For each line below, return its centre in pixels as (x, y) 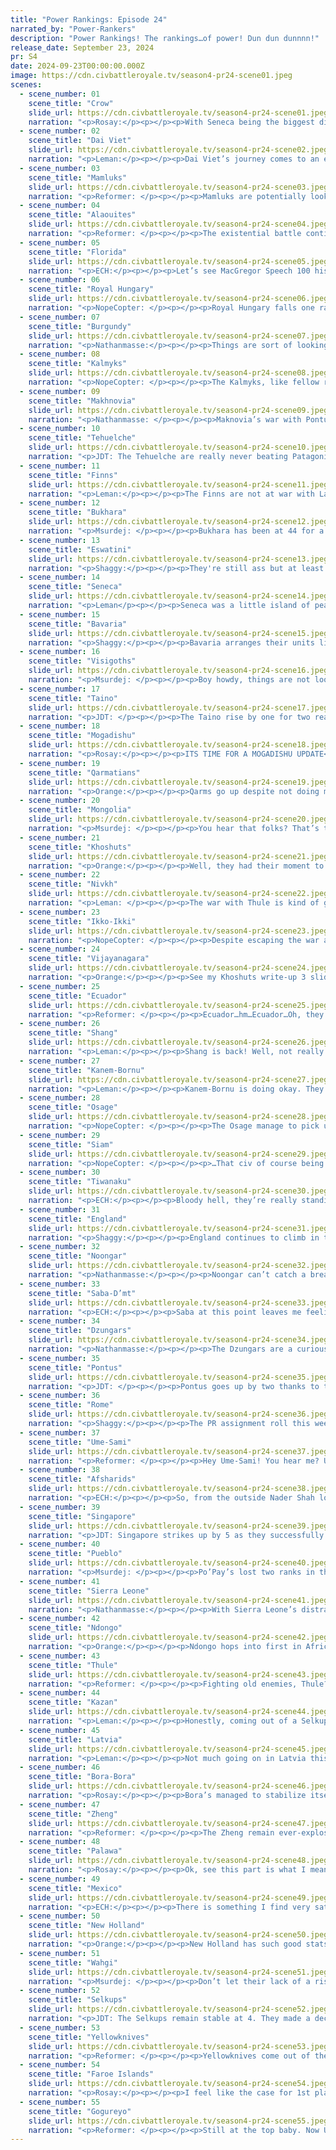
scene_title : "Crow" (71, 103)
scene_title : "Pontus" (75, 1367)
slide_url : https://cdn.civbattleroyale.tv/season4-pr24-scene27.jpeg (178, 1079)
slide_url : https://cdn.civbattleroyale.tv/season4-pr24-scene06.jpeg (178, 299)
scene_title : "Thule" (73, 1665)
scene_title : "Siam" (71, 1144)
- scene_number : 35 (60, 1358)
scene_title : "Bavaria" (78, 624)
